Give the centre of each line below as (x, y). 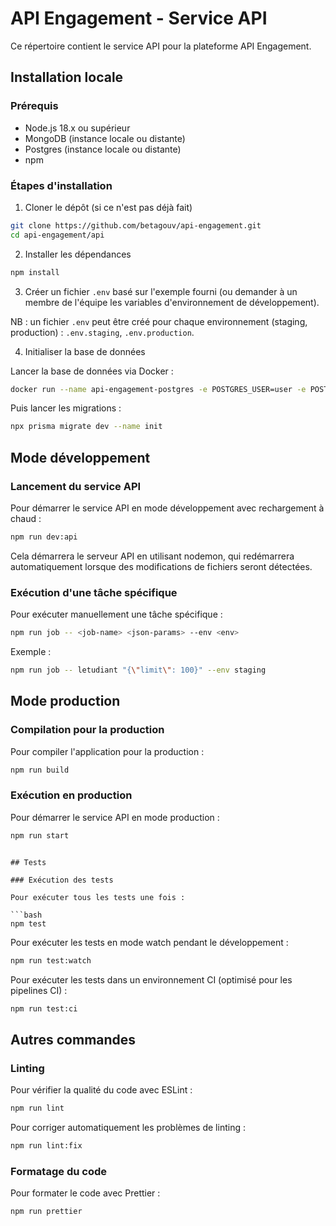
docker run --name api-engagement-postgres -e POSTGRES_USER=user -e (158, 389)
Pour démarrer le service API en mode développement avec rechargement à (167, 508)
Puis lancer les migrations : (66, 408)
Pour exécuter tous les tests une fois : (98, 897)
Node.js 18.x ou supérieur (77, 128)
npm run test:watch (51, 960)
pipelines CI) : (39, 990)
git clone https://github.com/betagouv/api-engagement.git (136, 225)
